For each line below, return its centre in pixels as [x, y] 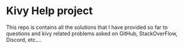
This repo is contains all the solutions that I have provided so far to [87, 27]
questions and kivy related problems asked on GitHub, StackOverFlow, [92, 33]
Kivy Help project [50, 11]
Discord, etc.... [24, 40]
